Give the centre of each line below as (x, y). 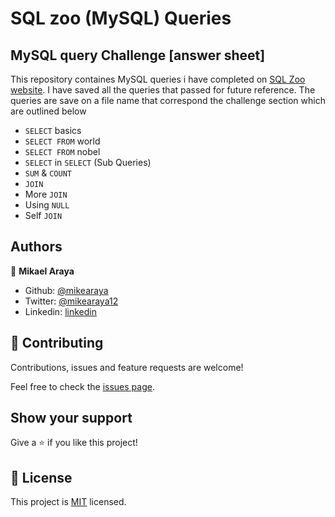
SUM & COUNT (48, 173)
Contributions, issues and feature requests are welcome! (127, 367)
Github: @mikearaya (66, 290)
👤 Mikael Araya (42, 271)
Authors (36, 247)
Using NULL (47, 205)
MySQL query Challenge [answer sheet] (138, 55)
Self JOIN (43, 215)
